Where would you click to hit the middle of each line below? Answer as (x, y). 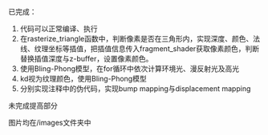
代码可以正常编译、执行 (59, 29)
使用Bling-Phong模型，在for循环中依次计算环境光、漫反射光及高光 (129, 69)
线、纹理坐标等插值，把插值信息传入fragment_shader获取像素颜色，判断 (139, 49)
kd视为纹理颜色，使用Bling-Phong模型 (83, 79)
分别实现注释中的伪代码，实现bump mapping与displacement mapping (135, 89)
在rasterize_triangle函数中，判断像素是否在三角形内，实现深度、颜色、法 (140, 39)
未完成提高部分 (33, 105)
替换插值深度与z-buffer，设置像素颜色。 (86, 59)
